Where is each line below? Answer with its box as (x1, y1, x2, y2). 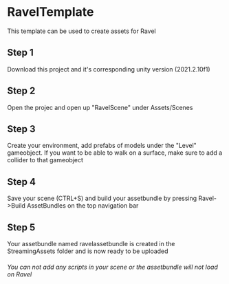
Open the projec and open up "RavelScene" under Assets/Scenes (7, 103, 193, 111)
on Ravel (7, 270, 32, 278)
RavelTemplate (7, 4, 94, 20)
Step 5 (7, 221, 36, 233)
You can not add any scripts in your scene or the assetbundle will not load (7, 263, 218, 271)
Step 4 (7, 176, 36, 188)
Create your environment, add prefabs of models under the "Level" (7, 142, 197, 150)
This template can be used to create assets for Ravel (7, 27, 156, 35)
